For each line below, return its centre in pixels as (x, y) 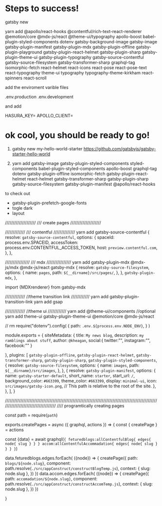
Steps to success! (42, 9)
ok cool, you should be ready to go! (77, 136)
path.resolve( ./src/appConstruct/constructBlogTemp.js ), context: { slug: (78, 468)
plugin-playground (24, 52)
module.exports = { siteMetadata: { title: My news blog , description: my (74, 335)
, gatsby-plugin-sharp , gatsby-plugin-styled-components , (99, 360)
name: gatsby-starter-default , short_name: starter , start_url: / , (70, 376)
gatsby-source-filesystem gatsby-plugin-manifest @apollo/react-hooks (84, 184)
